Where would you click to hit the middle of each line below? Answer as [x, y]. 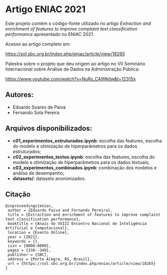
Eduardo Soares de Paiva [39, 107]
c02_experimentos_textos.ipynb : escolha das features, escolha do [84, 157]
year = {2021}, [23, 237]
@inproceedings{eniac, [29, 206]
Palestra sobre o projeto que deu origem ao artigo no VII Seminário [75, 63]
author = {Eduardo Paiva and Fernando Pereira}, [60, 211]
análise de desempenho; [38, 173]
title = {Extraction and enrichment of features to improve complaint [84, 215]
